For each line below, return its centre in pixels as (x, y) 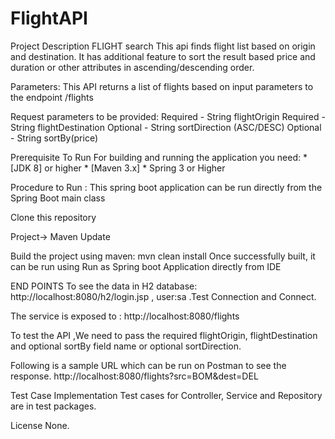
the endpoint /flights (52, 97)
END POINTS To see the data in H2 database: (104, 286)
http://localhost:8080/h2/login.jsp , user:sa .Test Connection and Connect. (163, 296)
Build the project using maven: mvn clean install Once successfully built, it (163, 256)
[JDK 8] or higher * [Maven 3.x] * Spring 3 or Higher (118, 168)
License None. (40, 425)
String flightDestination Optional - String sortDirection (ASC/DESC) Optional (166, 127)
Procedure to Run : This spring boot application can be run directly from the (166, 187)
